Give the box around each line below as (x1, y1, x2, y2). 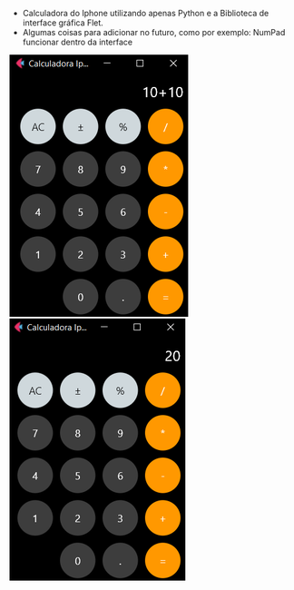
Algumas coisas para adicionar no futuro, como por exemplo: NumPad (22, 27, 286, 37)
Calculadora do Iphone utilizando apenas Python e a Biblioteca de (22, 8, 269, 18)
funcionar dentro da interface (22, 36, 133, 47)
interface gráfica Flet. (22, 17, 104, 28)
